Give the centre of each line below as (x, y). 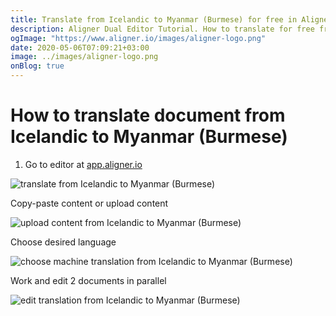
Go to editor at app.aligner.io (83, 164)
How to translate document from (148, 115)
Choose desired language (63, 242)
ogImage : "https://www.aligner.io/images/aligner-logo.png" (138, 38)
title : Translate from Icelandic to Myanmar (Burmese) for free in (154, 19)
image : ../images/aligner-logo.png (84, 57)
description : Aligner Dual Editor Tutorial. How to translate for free (162, 29)
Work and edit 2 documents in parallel (88, 280)
